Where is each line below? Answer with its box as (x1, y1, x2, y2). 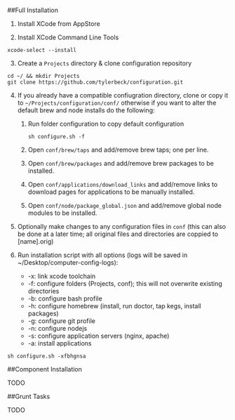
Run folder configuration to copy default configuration (27, 119, 184, 128)
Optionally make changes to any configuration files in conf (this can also (17, 223, 227, 230)
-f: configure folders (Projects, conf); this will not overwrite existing (27, 280, 222, 287)
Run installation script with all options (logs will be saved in (17, 251, 188, 259)
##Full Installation (7, 6, 58, 14)
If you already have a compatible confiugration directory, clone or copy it (17, 91, 229, 99)
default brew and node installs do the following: (17, 106, 156, 114)
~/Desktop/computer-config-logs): (17, 258, 119, 266)
